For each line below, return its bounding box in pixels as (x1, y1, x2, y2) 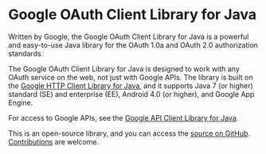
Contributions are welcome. (8, 137, 100, 146)
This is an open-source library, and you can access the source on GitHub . (8, 129, 251, 138)
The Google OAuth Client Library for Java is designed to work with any (8, 64, 241, 73)
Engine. (8, 98, 33, 107)
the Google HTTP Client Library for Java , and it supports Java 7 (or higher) (8, 81, 253, 90)
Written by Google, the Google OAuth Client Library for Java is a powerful (8, 32, 249, 41)
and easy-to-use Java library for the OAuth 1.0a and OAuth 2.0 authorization (8, 40, 259, 49)
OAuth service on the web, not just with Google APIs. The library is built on (8, 72, 253, 82)
